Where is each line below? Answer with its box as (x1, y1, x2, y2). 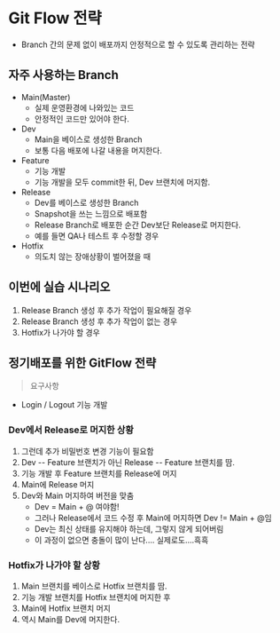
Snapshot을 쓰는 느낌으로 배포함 (34, 208, 148, 218)
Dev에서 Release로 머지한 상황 (8, 423, 135, 436)
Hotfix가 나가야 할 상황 (8, 558, 101, 571)
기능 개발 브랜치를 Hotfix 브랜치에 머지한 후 (20, 591, 171, 602)
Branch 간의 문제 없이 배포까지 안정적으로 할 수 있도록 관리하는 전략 (20, 39, 255, 50)
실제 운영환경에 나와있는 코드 (34, 102, 135, 113)
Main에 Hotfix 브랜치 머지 (20, 603, 112, 613)
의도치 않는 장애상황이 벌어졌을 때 (34, 250, 152, 262)
